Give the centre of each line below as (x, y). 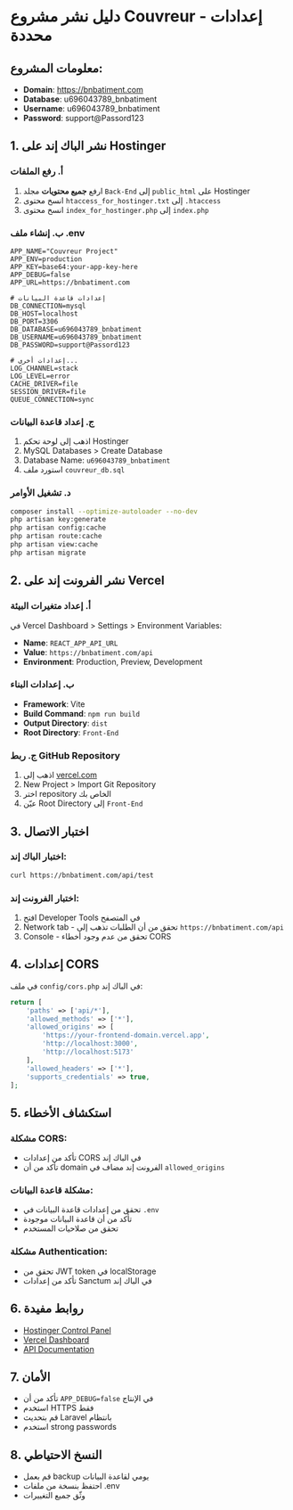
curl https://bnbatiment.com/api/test (82, 875)
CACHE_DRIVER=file (44, 384)
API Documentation (58, 1349)
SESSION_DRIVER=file (49, 391)
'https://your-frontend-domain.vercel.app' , (126, 1036)
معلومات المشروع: (57, 68)
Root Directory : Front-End (71, 732)
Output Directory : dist (65, 723)
